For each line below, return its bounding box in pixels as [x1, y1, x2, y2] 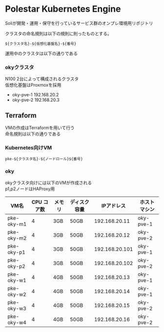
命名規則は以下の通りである [5, 131, 61, 137]
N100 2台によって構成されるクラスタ [5, 76, 79, 82]
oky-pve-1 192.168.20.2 [12, 92, 59, 98]
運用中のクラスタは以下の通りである [5, 50, 78, 56]
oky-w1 [7, 277, 27, 284]
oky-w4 [7, 319, 27, 326]
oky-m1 [7, 221, 27, 227]
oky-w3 [7, 305, 27, 311]
